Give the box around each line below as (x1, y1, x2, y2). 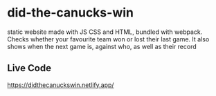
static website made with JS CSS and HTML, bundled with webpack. (7, 28, 203, 36)
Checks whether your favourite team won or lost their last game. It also (7, 35, 210, 43)
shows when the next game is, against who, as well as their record (7, 42, 197, 50)
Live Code (7, 62, 52, 74)
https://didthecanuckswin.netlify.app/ (7, 81, 114, 89)
